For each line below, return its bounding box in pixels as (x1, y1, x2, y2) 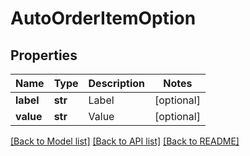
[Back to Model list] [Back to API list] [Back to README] (10, 135, 240, 147)
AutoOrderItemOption (10, 7, 197, 30)
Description (88, 77, 145, 90)
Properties (10, 47, 78, 64)
